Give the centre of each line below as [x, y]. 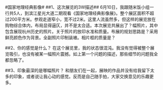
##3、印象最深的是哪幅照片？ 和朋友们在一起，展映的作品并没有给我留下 [78, 70]
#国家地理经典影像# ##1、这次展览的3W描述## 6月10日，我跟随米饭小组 [77, 7]
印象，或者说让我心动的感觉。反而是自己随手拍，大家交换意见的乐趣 [81, 76]
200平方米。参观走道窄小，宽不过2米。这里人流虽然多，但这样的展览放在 [82, 19]
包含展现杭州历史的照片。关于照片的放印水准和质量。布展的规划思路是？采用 [81, 31]
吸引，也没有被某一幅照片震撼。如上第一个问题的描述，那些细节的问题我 [81, 54]
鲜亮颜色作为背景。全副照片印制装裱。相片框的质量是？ [60, 37]
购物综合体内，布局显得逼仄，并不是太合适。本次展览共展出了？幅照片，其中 [81, 25]
